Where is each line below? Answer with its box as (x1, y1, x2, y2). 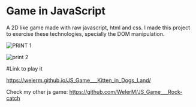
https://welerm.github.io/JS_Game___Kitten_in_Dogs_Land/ (6, 77, 151, 84)
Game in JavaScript (6, 4, 106, 18)
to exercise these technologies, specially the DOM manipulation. (6, 30, 165, 37)
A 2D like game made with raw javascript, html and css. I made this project (6, 24, 191, 31)
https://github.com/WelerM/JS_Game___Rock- (69, 88, 183, 95)
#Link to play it (6, 65, 43, 72)
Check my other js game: (6, 88, 68, 95)
